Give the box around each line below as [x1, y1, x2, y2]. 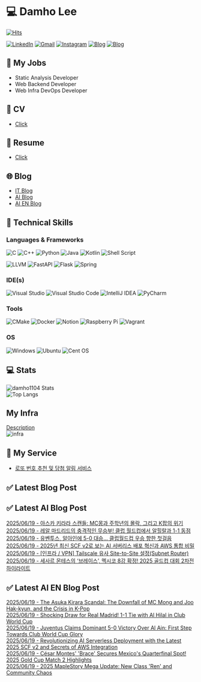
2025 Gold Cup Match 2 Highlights [6, 656, 92, 663]
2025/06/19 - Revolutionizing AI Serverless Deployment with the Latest [6, 637, 182, 645]
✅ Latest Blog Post [6, 483, 77, 493]
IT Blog [14, 187, 33, 195]
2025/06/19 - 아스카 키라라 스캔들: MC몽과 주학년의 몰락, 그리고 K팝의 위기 [6, 519, 184, 527]
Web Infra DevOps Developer [14, 87, 88, 94]
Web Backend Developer [14, 80, 77, 87]
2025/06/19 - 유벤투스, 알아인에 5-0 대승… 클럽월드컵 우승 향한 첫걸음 [6, 534, 172, 542]
